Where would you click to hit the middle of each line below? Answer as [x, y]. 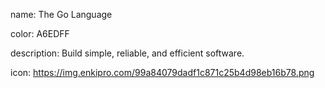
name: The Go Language [61, 14]
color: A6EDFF [40, 33]
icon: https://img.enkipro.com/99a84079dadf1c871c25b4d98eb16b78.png [162, 72]
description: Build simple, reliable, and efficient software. [127, 53]
